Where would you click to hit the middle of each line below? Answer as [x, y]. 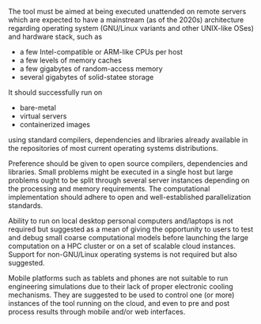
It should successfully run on [55, 92]
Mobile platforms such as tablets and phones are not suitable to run [118, 278]
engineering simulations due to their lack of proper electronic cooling [121, 286]
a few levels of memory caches [71, 60]
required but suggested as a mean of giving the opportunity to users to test [131, 229]
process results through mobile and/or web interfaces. [97, 312]
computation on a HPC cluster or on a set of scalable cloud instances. [122, 246]
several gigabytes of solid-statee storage [87, 77]
